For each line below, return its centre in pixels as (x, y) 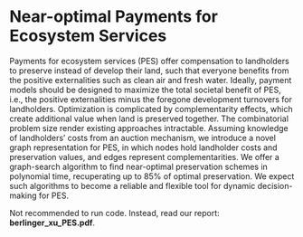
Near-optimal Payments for (114, 17)
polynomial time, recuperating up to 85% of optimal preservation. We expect (152, 176)
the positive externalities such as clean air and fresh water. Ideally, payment (151, 80)
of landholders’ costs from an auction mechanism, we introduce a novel (142, 137)
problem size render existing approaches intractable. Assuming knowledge (149, 128)
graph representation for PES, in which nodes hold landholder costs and (143, 147)
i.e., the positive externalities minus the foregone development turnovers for (151, 99)
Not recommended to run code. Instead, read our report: (114, 213)
